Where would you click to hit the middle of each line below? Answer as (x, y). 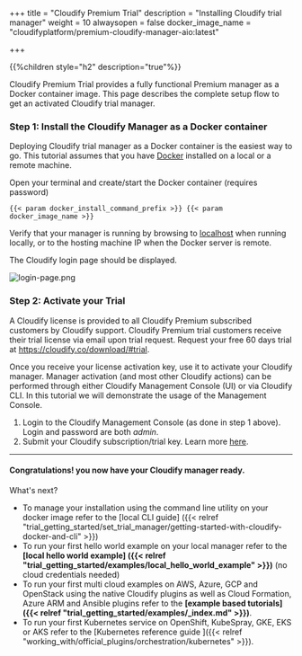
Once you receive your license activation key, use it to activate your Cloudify (151, 367)
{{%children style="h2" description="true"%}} (95, 67)
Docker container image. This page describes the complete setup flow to (145, 94)
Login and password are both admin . (90, 431)
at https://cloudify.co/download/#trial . (80, 349)
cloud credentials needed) (71, 574)
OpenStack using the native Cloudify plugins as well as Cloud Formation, (157, 593)
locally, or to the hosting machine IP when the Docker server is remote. (141, 243)
